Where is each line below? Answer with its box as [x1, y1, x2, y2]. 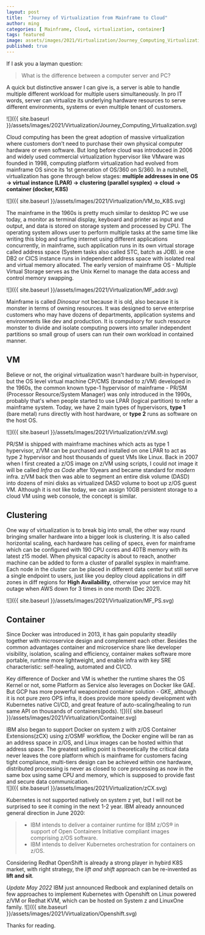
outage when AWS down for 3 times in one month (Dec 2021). [6, 585, 162, 592]
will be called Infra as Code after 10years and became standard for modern [6, 466, 195, 473]
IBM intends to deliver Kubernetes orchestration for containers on [30, 841, 195, 848]
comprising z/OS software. [30, 834, 98, 842]
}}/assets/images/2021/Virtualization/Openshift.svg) [6, 910, 137, 917]
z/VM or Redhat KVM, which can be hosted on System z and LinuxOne [6, 897, 184, 904]
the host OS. [6, 416, 38, 424]
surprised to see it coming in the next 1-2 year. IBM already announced [6, 803, 184, 810]
